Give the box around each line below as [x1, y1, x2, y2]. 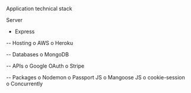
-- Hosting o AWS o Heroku [6, 40, 73, 46]
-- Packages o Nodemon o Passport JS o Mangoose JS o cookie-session [6, 74, 185, 81]
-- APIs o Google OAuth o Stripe [6, 62, 85, 69]
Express [14, 28, 35, 35]
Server [6, 17, 23, 23]
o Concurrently [6, 80, 43, 87]
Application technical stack [6, 5, 72, 12]
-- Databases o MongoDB [6, 51, 69, 58]
